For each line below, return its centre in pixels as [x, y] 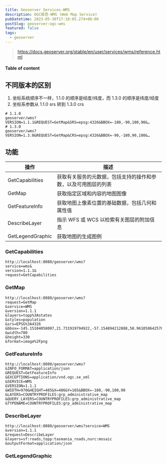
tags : [11, 33]
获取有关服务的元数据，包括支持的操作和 [104, 177]
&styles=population [25, 320]
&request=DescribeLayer [30, 435]
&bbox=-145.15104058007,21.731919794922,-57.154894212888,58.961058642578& [85, 328]
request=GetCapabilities [31, 275]
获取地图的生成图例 [79, 237]
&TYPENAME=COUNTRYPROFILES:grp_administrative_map [59, 403]
